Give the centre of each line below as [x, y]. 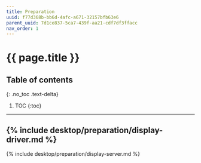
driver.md [25, 139]
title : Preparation [31, 12]
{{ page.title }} [43, 58]
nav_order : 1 [22, 28]
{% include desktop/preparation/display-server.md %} [73, 154]
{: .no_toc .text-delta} [32, 94]
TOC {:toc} [28, 106]
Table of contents [39, 80]
